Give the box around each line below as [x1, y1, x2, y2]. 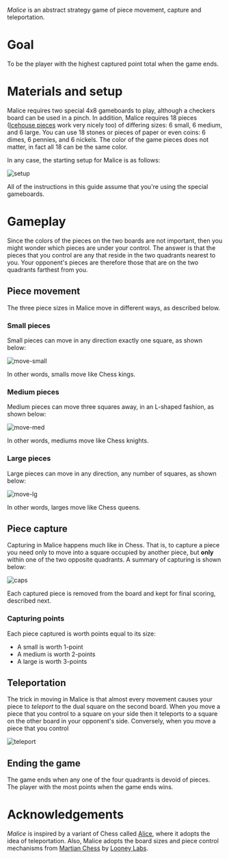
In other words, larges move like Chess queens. [7, 503, 142, 511]
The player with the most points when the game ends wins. [7, 783, 174, 791]
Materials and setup [7, 84, 123, 99]
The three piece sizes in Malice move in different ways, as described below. [7, 303, 221, 312]
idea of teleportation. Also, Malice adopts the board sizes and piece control [7, 837, 219, 845]
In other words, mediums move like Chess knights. [7, 436, 149, 445]
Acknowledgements [7, 807, 124, 823]
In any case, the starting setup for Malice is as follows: [7, 155, 161, 164]
